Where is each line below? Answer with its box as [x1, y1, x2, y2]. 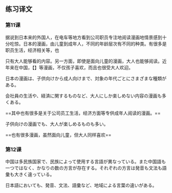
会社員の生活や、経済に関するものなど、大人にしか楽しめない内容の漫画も [5, 92, 162, 99]
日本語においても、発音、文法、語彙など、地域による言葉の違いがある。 [5, 182, 157, 188]
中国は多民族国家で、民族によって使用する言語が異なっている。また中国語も [5, 158, 166, 164]
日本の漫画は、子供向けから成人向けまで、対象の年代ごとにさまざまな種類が [5, 75, 167, 81]
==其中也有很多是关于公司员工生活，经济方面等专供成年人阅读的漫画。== [5, 110, 161, 116]
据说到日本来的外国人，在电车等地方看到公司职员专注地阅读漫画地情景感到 [5, 34, 162, 40]
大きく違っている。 [14, 171, 55, 177]
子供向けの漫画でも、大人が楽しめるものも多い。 [5, 121, 109, 127]
